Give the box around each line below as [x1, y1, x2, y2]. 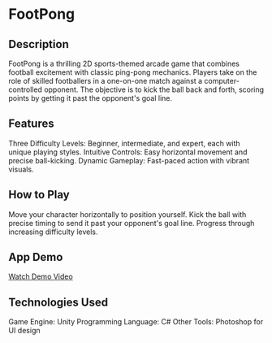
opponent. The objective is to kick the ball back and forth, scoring [44, 85, 265, 94]
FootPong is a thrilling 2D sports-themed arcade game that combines [8, 59, 240, 68]
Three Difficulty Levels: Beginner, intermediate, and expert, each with [8, 138, 241, 148]
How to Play [8, 188, 71, 202]
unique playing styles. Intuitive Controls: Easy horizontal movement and [8, 147, 248, 157]
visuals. [8, 164, 34, 174]
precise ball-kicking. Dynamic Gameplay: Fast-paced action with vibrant [8, 155, 250, 165]
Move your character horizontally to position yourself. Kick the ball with [8, 209, 247, 219]
